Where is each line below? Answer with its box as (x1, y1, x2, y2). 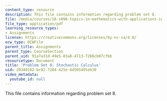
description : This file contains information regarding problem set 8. (5, 12, 157, 17)
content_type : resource (5, 7, 55, 12)
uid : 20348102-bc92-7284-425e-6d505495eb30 (5, 68, 97, 73)
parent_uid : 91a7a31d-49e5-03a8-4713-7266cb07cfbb (5, 53, 112, 59)
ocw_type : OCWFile (5, 40, 43, 45)
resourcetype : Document (5, 58, 55, 63)
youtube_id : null (9, 77, 46, 82)
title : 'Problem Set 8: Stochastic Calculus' (5, 63, 101, 68)
